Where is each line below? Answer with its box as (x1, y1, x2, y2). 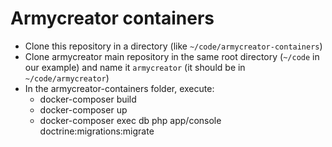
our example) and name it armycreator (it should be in (24, 61, 246, 73)
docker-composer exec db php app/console (39, 114, 222, 126)
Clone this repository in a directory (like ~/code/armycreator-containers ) (24, 40, 323, 52)
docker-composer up (39, 103, 128, 116)
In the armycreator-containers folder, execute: (24, 82, 215, 94)
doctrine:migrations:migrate (39, 125, 155, 137)
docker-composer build (39, 93, 137, 105)
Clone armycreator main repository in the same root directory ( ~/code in (24, 50, 320, 62)
